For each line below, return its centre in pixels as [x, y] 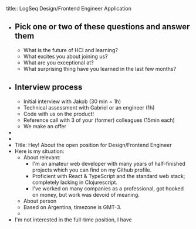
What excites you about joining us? [65, 56]
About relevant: [42, 157]
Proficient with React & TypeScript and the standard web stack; [109, 176]
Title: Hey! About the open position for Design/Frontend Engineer [93, 145]
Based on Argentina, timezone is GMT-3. [72, 207]
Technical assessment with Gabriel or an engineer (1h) [89, 107]
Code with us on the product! [59, 114]
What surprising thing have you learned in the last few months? [100, 69]
